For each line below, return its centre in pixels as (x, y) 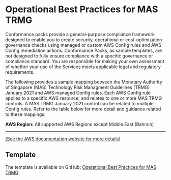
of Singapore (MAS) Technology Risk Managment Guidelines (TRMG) (78, 87)
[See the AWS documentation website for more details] (63, 139)
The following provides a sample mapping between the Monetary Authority (84, 82)
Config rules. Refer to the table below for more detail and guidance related (83, 109)
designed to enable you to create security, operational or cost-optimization (84, 40)
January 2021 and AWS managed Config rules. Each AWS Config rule (78, 93)
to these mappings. (25, 114)
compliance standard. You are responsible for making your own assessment (85, 61)
